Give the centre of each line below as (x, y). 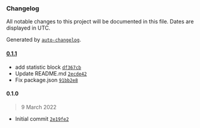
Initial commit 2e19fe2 (42, 118)
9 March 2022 (39, 107)
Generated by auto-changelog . (44, 40)
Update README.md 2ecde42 (51, 73)
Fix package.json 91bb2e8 (47, 80)
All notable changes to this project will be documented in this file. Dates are (100, 22)
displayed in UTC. (28, 28)
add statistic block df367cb (48, 67)
